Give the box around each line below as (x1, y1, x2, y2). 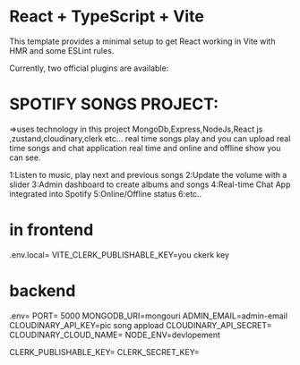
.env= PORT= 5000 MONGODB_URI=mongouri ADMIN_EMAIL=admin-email (9, 310, 288, 321)
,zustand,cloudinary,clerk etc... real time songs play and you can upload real (9, 132, 291, 144)
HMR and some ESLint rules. (9, 45, 115, 55)
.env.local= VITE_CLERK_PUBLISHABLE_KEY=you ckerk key (9, 249, 230, 260)
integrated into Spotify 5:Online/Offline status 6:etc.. (9, 188, 202, 199)
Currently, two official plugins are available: (9, 63, 169, 73)
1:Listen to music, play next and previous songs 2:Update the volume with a (9, 169, 287, 180)
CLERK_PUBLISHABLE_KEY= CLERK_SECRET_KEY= (9, 346, 200, 357)
